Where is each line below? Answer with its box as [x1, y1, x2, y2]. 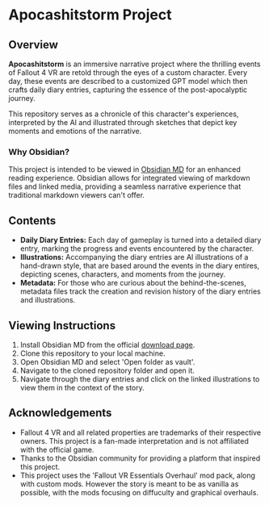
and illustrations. [19, 295, 76, 305]
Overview [8, 38, 59, 52]
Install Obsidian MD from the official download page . [19, 340, 195, 349]
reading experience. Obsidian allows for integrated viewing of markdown [8, 173, 250, 183]
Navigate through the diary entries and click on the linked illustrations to [19, 374, 260, 384]
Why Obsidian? [8, 146, 70, 157]
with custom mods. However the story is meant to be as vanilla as [19, 478, 239, 489]
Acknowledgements [8, 406, 112, 420]
